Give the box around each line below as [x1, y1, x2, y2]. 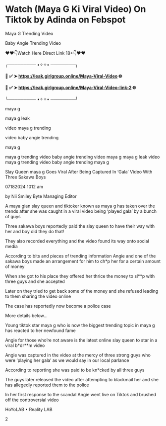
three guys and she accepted [5, 278, 65, 284]
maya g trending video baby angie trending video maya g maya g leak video [5, 154, 160, 160]
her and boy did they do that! [5, 228, 64, 234]
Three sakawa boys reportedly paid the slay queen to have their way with [5, 223, 155, 229]
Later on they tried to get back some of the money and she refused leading [5, 288, 159, 294]
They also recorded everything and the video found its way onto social [5, 238, 150, 244]
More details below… [5, 312, 48, 319]
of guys [5, 213, 21, 219]
